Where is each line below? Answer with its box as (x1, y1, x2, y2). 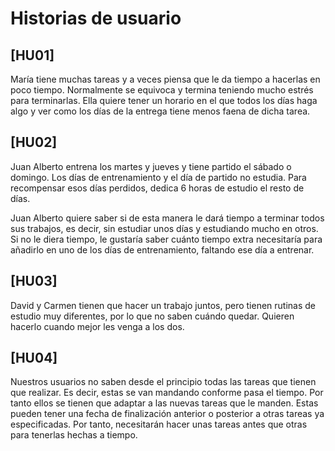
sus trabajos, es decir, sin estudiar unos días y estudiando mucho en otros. (10, 222, 319, 234)
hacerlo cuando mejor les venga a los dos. (10, 320, 185, 332)
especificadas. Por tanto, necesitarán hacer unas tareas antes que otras (10, 418, 308, 431)
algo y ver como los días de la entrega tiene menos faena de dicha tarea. (10, 105, 311, 117)
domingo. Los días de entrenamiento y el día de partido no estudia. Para (10, 171, 307, 183)
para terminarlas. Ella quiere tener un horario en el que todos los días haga (10, 95, 318, 106)
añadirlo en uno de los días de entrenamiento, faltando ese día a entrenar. (10, 243, 315, 256)
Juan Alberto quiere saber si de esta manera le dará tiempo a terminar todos (10, 212, 325, 224)
